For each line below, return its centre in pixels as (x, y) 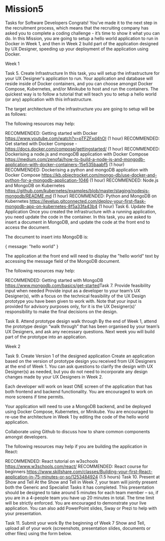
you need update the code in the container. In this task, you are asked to (78, 217)
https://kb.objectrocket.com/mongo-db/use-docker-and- (99, 175)
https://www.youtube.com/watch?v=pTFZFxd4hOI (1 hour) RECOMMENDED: (82, 138)
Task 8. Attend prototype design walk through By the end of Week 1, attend (81, 321)
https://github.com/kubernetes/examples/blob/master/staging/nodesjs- (77, 191)
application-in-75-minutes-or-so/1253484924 (52, 477)
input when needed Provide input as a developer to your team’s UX (73, 290)
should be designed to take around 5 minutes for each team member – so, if (82, 492)
